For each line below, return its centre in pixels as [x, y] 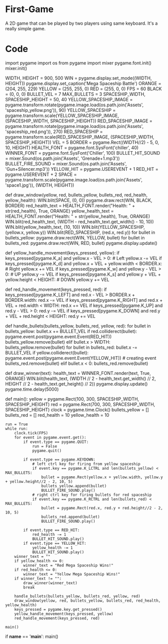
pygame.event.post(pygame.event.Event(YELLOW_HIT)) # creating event [81, 358]
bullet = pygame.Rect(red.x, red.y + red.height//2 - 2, [102, 508]
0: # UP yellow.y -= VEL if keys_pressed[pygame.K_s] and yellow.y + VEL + [83, 274]
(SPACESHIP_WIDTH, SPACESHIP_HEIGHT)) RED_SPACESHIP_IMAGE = [79, 121]
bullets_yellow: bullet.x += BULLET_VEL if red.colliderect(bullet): [71, 331]
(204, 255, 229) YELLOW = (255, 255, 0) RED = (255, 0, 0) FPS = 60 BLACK [83, 89]
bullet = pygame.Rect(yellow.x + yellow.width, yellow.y [102, 477]
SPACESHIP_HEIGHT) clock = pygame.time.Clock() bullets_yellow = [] [77, 410]
